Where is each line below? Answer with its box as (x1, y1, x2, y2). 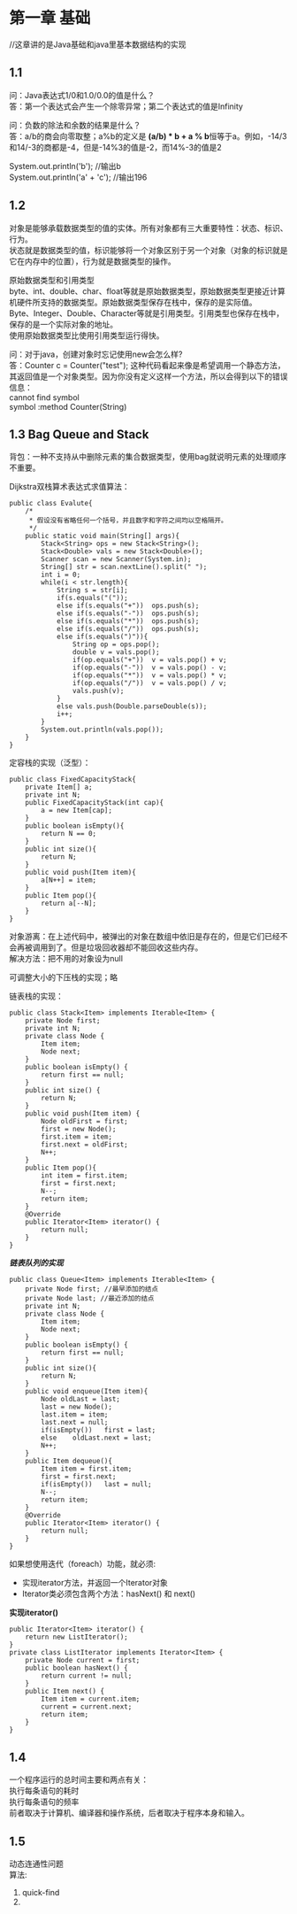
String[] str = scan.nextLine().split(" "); (41, 563, 208, 572)
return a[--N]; (41, 899, 97, 908)
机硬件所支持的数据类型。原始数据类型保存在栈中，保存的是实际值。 (9, 297, 257, 307)
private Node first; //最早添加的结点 (25, 1285, 159, 1293)
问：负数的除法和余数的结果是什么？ (9, 120, 141, 130)
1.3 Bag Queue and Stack (9, 427, 149, 442)
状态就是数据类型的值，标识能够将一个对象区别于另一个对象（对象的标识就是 (9, 244, 288, 255)
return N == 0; (41, 830, 97, 838)
